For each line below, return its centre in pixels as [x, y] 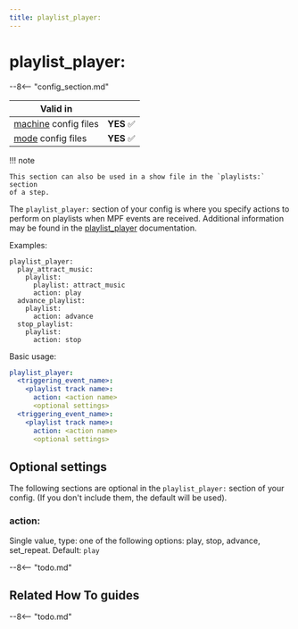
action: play [57, 293]
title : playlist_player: [55, 17]
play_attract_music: [55, 269]
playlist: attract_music [79, 285]
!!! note [22, 160]
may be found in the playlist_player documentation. [103, 228]
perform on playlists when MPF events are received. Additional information [146, 218]
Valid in [56, 108]
